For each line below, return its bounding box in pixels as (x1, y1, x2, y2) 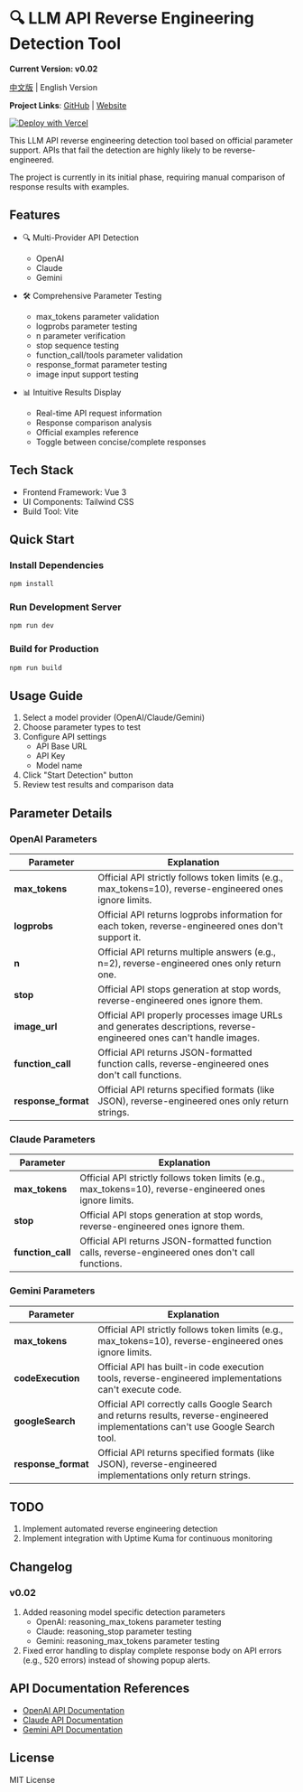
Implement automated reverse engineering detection (22, 1524, 218, 1535)
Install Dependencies (9, 558, 105, 571)
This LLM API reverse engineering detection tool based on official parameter (9, 135, 293, 145)
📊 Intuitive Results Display (22, 387, 122, 397)
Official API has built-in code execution (97, 1360, 264, 1373)
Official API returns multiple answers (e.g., (97, 946, 277, 958)
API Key (35, 751, 66, 761)
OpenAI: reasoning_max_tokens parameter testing (35, 1617, 222, 1628)
